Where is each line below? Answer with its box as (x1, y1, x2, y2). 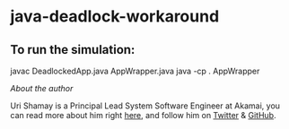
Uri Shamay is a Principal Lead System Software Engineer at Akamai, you (10, 100, 281, 111)
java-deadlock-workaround (10, 6, 220, 27)
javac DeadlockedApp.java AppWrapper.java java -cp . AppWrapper (10, 65, 260, 76)
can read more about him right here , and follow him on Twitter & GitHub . (10, 110, 276, 120)
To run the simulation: (10, 42, 136, 57)
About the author (10, 83, 74, 93)
